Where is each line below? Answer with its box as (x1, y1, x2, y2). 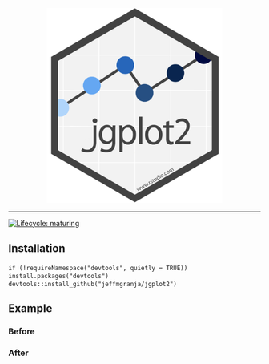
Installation (8, 241, 66, 256)
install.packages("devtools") (8, 272, 110, 280)
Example (8, 301, 53, 315)
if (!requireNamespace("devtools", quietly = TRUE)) (8, 264, 188, 272)
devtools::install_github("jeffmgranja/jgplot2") (8, 280, 178, 288)
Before (8, 326, 35, 337)
